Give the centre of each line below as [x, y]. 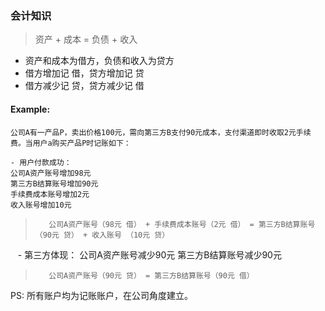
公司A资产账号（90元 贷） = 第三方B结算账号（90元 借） [151, 275]
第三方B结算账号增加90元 [54, 183]
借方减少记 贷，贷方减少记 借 [84, 86]
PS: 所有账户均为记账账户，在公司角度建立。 [101, 295]
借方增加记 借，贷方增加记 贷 [84, 73]
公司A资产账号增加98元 [51, 173]
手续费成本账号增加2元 [50, 194]
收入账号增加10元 [41, 205]
